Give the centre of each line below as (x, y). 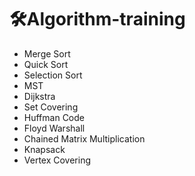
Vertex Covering (57, 160)
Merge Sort (47, 53)
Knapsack (44, 149)
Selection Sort (53, 75)
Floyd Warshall (54, 128)
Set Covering (51, 107)
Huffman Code (54, 117)
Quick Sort (46, 64)
